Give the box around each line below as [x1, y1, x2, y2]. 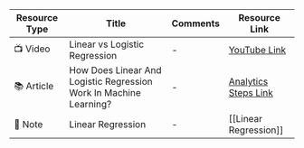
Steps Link [228, 87, 274, 98]
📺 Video [14, 42, 51, 55]
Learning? [69, 98, 112, 110]
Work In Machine [69, 87, 142, 98]
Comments [171, 17, 220, 30]
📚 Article [14, 79, 54, 92]
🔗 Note [14, 118, 43, 130]
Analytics [228, 76, 269, 88]
